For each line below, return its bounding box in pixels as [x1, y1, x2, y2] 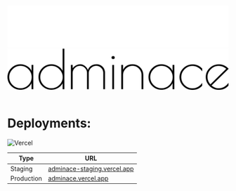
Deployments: [7, 115, 91, 131]
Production [10, 174, 42, 183]
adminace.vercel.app [48, 174, 109, 183]
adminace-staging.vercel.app [48, 164, 134, 173]
